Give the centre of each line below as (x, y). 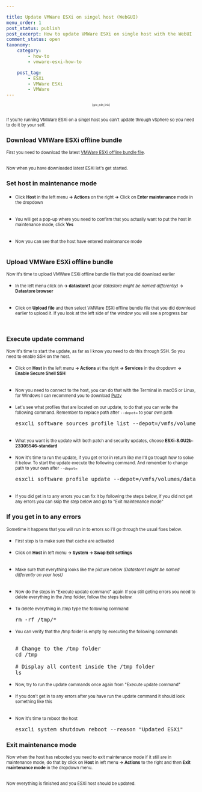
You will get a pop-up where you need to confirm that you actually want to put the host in (103, 219)
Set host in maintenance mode (52, 183)
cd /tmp (26, 654)
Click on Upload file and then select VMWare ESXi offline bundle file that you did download (105, 308)
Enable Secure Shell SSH (40, 373)
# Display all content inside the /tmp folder (85, 666)
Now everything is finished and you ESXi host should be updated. (71, 783)
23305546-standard (36, 446)
